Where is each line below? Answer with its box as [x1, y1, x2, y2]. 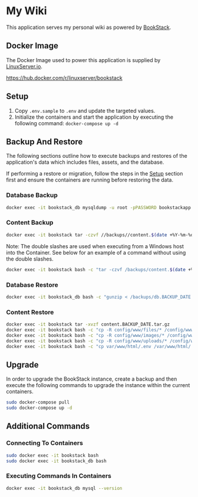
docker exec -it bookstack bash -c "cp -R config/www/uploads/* [6, 338, 167, 344]
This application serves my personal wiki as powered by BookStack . [6, 24, 171, 31]
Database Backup [6, 191, 58, 199]
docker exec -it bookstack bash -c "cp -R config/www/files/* [6, 327, 162, 333]
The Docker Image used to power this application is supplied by [6, 56, 161, 63]
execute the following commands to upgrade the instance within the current [6, 382, 190, 389]
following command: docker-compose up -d [14, 119, 119, 126]
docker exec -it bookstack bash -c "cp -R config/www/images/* [6, 332, 165, 338]
